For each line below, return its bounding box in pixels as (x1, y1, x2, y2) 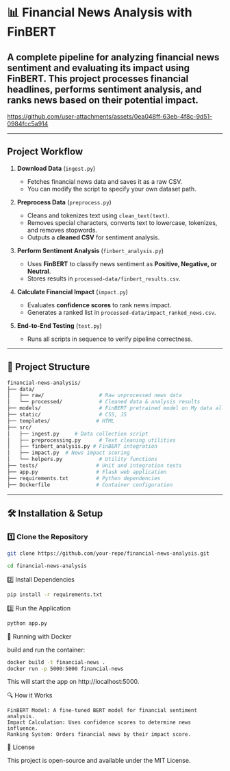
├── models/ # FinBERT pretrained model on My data (7, 405, 213, 412)
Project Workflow (7, 146, 84, 158)
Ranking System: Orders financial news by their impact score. (7, 731, 192, 738)
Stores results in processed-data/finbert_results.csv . (27, 274, 181, 283)
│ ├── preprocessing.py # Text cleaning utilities (7, 436, 176, 444)
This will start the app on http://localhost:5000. (7, 678, 140, 686)
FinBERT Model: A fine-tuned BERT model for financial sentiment (7, 707, 197, 714)
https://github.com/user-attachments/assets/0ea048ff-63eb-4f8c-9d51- (7, 112, 213, 120)
